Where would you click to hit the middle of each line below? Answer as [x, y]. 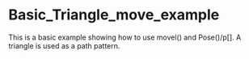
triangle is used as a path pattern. [64, 45]
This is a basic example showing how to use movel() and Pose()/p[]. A [125, 37]
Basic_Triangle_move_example [114, 15]
